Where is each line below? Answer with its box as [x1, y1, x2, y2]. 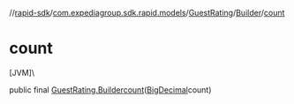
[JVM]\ [9, 67, 35, 78]
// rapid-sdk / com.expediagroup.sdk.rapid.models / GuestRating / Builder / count [9, 8, 285, 18]
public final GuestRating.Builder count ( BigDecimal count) [9, 84, 212, 95]
